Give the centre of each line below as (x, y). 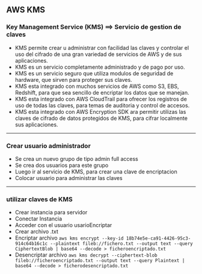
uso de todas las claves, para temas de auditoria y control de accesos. (102, 105)
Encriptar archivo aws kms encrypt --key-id (69, 238)
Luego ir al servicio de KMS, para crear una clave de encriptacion (96, 172)
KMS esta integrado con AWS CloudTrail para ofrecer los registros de (101, 99)
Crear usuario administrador (49, 146)
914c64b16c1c (31, 244)
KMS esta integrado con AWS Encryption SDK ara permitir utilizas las (100, 111)
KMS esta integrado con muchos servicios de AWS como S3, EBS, (97, 86)
